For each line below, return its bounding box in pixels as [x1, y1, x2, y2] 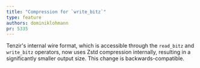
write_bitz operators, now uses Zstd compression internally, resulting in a [6, 49, 191, 56]
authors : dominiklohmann [6, 20, 69, 26]
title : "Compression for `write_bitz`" [6, 8, 107, 15]
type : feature [6, 14, 42, 20]
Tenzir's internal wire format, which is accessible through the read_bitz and [6, 42, 195, 49]
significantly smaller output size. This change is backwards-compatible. [6, 55, 185, 62]
